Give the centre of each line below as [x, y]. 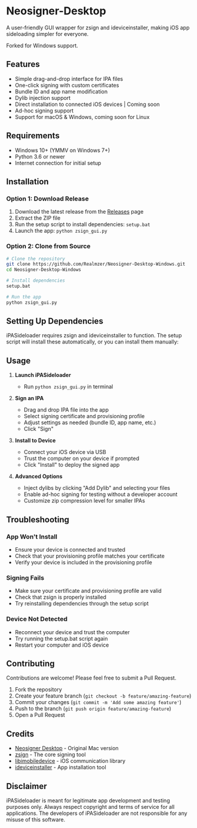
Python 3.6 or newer [40, 156]
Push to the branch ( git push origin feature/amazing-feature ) [93, 709]
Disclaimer [27, 786]
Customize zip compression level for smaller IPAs [84, 501]
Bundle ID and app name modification [61, 92]
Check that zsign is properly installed [60, 597]
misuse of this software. [36, 820]
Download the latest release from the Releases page [79, 212]
